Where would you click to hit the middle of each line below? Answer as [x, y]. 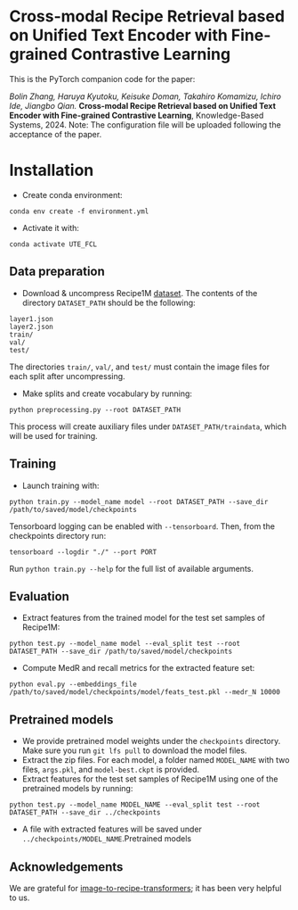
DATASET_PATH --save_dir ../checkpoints [85, 813]
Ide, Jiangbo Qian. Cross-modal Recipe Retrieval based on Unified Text [143, 105]
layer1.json [31, 318]
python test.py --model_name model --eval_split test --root [125, 644]
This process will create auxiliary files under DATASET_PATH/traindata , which [148, 426]
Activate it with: [51, 227]
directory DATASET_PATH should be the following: [109, 302]
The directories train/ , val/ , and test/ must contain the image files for [139, 367]
